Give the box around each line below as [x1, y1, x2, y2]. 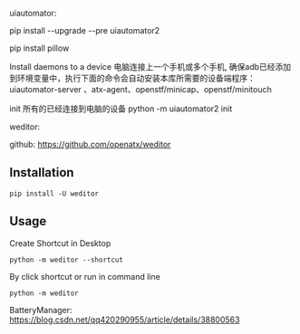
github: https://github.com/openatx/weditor [9, 139, 171, 149]
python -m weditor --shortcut [9, 255, 124, 264]
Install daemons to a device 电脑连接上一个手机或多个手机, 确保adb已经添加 [9, 62, 292, 72]
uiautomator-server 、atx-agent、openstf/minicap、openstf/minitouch [9, 84, 272, 94]
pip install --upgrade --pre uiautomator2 [9, 25, 160, 35]
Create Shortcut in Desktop [9, 237, 111, 248]
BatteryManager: [9, 304, 73, 315]
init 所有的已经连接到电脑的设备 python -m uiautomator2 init [9, 103, 233, 114]
